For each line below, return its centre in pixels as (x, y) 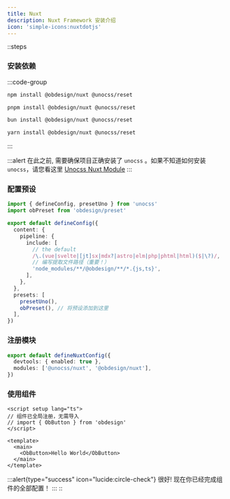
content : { (29, 230)
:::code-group (27, 82)
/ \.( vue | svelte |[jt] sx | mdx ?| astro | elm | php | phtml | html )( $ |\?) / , (127, 256)
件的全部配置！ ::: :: (35, 488)
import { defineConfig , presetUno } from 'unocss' (82, 204)
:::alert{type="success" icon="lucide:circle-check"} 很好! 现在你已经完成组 (115, 479)
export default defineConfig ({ (53, 224)
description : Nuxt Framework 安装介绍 (62, 20)
